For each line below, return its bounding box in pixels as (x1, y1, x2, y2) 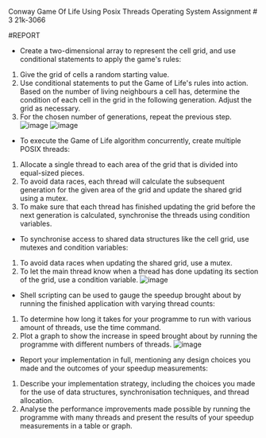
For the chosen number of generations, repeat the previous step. (19, 112, 232, 122)
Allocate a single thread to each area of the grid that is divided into (19, 160, 238, 169)
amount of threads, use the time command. (19, 323, 161, 332)
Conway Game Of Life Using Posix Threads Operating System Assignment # (8, 7, 258, 16)
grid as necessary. (19, 103, 81, 113)
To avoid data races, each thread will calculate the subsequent (19, 176, 225, 186)
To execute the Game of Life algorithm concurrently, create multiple (19, 136, 241, 145)
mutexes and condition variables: (19, 242, 129, 252)
